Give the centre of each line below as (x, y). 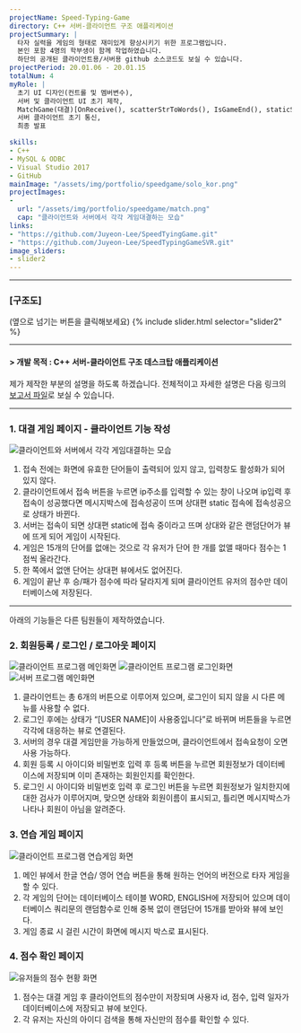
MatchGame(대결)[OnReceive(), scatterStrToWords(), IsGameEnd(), (140, 109)
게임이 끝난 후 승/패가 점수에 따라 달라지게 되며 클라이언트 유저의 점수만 (146, 581)
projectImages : (38, 193)
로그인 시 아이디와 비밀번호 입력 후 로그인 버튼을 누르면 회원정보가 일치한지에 (156, 787)
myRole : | (28, 84)
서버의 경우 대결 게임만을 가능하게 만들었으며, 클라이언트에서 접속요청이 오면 (155, 742)
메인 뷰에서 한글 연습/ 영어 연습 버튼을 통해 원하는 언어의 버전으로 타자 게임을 (156, 875)
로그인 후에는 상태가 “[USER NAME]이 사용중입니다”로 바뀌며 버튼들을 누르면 (157, 720)
